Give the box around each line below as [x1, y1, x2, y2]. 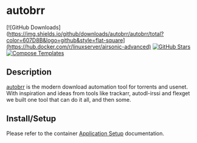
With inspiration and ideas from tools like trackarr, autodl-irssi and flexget [6, 89, 190, 97]
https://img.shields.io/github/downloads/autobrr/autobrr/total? [8, 30, 164, 37]
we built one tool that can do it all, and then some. [6, 96, 131, 103]
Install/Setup [6, 113, 57, 124]
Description [6, 67, 52, 78]
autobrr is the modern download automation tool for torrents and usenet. [6, 83, 188, 90]
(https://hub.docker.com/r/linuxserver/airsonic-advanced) [6, 43, 151, 50]
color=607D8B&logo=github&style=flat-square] [6, 36, 125, 44]
